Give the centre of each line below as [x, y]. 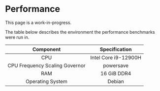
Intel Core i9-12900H [116, 57]
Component [47, 49]
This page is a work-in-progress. [38, 23]
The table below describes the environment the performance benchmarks [80, 32]
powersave [116, 66]
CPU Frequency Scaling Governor [47, 66]
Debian [116, 81]
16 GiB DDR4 [116, 73]
